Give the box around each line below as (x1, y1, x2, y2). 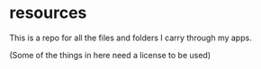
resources (9, 3, 87, 23)
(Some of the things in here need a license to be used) (9, 49, 211, 60)
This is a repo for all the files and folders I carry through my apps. (9, 32, 252, 43)
